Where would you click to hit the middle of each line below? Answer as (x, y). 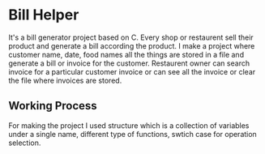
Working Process (53, 106)
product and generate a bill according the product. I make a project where (132, 45)
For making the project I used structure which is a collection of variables (129, 125)
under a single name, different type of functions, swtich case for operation (132, 134)
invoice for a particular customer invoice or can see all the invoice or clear (132, 71)
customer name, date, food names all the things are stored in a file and (126, 54)
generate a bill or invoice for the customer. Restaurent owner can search (129, 63)
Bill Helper (44, 15)
